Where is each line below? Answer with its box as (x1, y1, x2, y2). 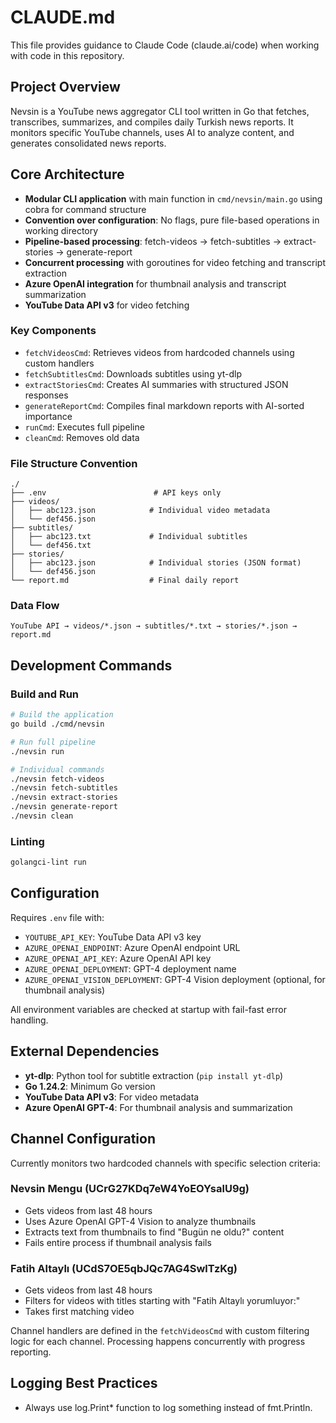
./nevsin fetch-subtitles (10, 783, 118, 793)
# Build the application (10, 710, 114, 720)
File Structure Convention (10, 456, 138, 470)
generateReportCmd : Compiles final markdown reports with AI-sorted (24, 399, 305, 411)
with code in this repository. (10, 49, 125, 61)
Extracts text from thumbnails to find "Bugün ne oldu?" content (24, 1226, 285, 1238)
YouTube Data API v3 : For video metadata (24, 1091, 200, 1103)
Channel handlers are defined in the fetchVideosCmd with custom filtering (10, 1325, 310, 1337)
